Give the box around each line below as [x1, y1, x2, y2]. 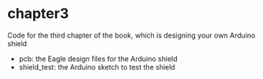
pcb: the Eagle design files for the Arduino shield [18, 54, 178, 63]
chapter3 [7, 5, 69, 23]
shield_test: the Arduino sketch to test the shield [18, 62, 175, 71]
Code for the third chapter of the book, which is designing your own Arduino [7, 31, 256, 40]
